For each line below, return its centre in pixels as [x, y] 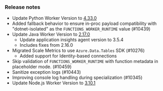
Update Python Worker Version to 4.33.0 [54, 18]
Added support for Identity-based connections [68, 56]
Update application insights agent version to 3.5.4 [71, 40]
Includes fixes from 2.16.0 [46, 45]
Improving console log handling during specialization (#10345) [77, 78]
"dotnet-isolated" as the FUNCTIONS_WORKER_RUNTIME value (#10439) [81, 29]
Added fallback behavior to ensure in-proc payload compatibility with [84, 23]
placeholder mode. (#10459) [42, 67]
